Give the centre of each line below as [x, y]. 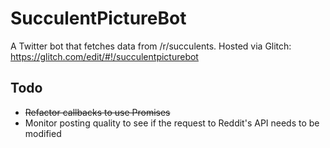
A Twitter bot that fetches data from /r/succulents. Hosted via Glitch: [151, 46]
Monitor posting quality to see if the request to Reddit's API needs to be [172, 123]
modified [43, 133]
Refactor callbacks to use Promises [97, 112]
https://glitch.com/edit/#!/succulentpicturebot [104, 56]
